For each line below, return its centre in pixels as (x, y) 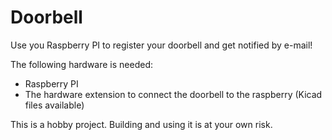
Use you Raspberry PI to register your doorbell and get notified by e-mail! (161, 45)
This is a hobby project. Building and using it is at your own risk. (141, 124)
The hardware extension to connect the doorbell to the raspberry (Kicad (173, 94)
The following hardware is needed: (82, 64)
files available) (54, 105)
